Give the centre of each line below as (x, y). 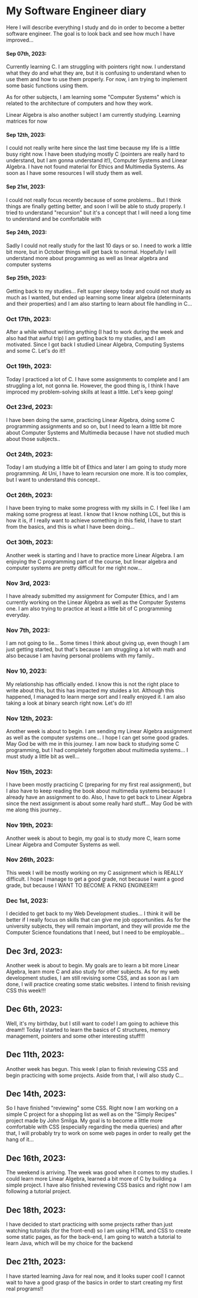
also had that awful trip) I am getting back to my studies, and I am (86, 338)
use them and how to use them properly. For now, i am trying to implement (97, 79)
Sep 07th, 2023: (27, 53)
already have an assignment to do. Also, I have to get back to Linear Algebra (99, 797)
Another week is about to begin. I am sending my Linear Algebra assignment (99, 731)
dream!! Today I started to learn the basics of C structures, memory (88, 1030)
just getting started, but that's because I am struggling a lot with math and (96, 650)
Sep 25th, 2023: (27, 278)
